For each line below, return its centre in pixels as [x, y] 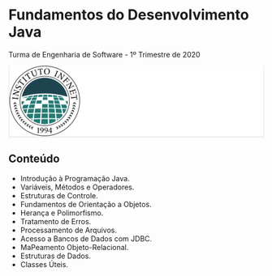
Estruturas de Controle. [59, 195]
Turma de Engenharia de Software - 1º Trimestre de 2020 [104, 54]
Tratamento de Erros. [56, 221]
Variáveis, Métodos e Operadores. [77, 187]
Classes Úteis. [44, 264]
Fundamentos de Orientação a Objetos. [86, 204]
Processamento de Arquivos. [69, 230]
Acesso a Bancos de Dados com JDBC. [86, 238]
